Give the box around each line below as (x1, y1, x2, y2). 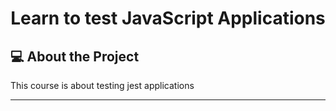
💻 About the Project (10, 48, 140, 65)
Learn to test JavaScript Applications (10, 7, 326, 30)
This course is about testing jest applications (10, 80, 195, 91)
